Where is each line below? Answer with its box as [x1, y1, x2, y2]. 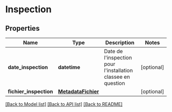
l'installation [104, 67, 133, 74]
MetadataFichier [58, 88, 99, 95]
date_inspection [8, 64, 48, 71]
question [104, 80, 125, 86]
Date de [104, 48, 123, 55]
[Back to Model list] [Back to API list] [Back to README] [5, 101, 123, 107]
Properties [5, 24, 40, 33]
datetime [58, 64, 80, 71]
